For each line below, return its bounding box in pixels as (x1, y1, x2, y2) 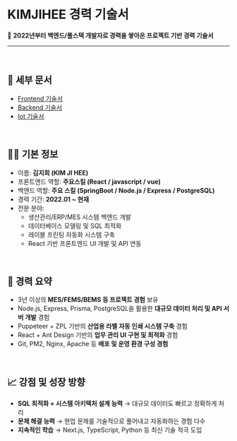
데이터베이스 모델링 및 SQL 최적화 (28, 221, 122, 230)
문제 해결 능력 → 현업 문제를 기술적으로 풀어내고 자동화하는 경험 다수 (17, 417, 206, 425)
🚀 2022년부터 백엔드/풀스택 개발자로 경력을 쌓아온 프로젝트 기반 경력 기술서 (7, 31, 214, 40)
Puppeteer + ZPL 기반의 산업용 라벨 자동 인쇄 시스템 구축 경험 (17, 322, 188, 331)
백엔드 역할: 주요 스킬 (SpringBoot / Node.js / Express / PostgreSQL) (17, 186, 215, 194)
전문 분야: (17, 204, 44, 212)
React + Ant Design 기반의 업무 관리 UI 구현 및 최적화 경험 (17, 331, 178, 339)
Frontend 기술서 (17, 94, 63, 102)
